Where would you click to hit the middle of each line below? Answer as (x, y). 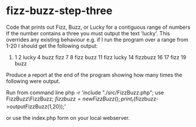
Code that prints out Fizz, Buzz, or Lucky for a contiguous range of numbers (98, 27)
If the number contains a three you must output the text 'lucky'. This (88, 33)
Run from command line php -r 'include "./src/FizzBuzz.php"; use (85, 92)
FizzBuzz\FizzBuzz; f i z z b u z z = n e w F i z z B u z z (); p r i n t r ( (71, 99)
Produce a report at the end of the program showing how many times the (94, 75)
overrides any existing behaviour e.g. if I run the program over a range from (97, 39)
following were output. (33, 81)
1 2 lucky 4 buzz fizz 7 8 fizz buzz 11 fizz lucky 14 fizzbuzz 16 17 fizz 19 (100, 57)
